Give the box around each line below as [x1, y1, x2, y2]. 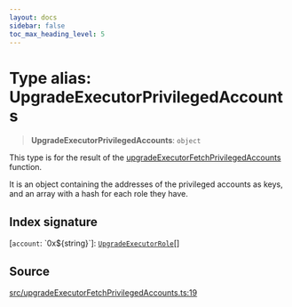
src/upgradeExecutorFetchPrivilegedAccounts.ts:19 [9, 287, 198, 298]
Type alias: [9, 68, 91, 88]
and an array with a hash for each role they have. [9, 189, 188, 199]
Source [9, 263, 51, 279]
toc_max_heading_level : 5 [9, 29, 105, 38]
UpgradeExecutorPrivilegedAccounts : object [30, 135, 201, 146]
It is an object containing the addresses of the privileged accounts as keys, [9, 179, 283, 190]
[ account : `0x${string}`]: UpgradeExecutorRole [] [9, 238, 180, 249]
